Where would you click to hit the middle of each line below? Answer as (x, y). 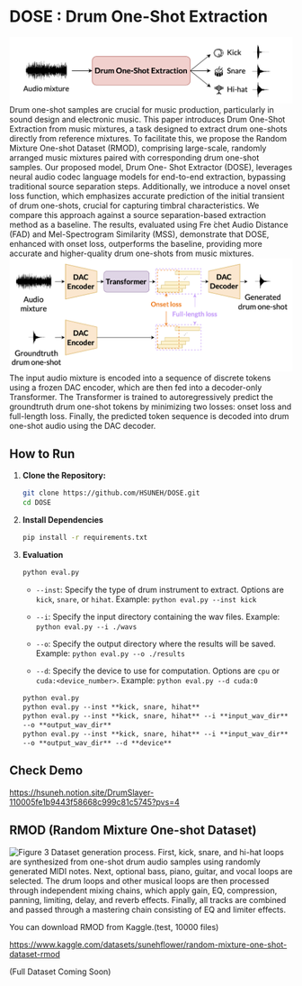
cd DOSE (36, 503)
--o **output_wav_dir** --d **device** (97, 743)
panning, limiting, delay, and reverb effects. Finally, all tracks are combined (148, 899)
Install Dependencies (62, 520)
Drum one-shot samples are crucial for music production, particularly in (142, 109)
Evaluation (43, 555)
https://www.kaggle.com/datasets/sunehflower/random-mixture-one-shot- (148, 945)
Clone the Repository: (64, 476)
